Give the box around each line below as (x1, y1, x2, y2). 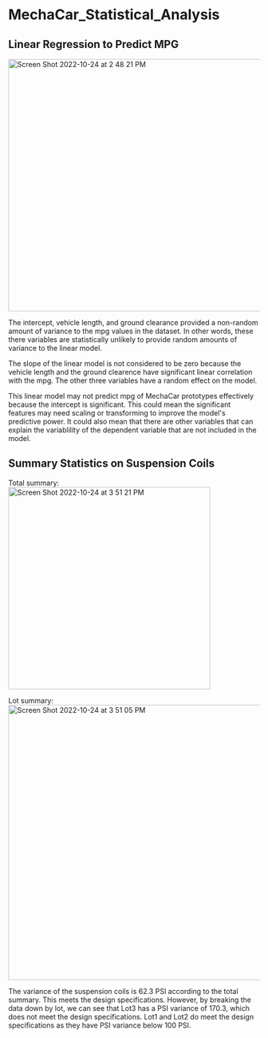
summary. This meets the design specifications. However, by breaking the (8, 995, 252, 1004)
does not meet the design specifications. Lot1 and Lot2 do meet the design (8, 1012, 254, 1021)
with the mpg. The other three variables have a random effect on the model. (8, 376, 258, 385)
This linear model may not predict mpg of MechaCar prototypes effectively (8, 392, 254, 400)
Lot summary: (8, 695, 54, 705)
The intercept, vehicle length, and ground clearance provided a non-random (8, 318, 258, 327)
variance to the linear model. (8, 344, 102, 352)
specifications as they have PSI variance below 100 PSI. (8, 1020, 191, 1030)
